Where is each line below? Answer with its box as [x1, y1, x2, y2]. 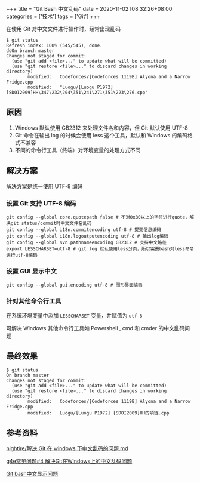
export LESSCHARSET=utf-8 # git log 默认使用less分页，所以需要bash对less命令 [6, 245, 194, 252]
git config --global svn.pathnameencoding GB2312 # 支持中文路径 [6, 239, 167, 245]
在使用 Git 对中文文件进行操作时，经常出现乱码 [6, 26, 121, 32]
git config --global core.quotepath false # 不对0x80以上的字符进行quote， [6, 214, 190, 220]
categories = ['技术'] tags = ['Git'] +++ [6, 13, 100, 20]
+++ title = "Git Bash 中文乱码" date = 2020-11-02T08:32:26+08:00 [6, 5, 173, 12]
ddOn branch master [6, 48, 55, 54]
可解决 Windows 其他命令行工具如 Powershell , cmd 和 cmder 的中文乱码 [6, 324, 185, 331]
